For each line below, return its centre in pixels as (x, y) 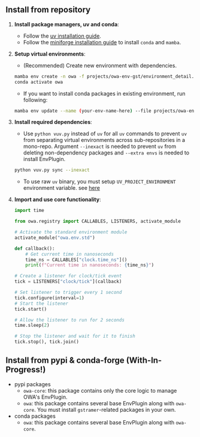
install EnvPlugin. (44, 159)
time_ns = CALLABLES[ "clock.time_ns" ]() (76, 260)
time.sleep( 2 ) (32, 326)
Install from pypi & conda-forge (65, 361)
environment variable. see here (61, 188)
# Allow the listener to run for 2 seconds (69, 320)
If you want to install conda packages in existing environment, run (104, 93)
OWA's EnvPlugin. (45, 397)
